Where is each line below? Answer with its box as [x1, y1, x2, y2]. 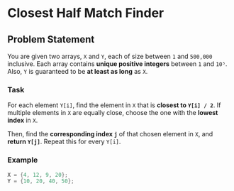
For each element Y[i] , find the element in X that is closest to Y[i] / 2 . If [7, 101, 221, 109]
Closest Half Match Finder [7, 5, 165, 21]
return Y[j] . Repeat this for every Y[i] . [7, 137, 121, 146]
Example [7, 155, 38, 165]
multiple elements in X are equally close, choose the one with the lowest [7, 109, 218, 117]
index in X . [7, 116, 38, 125]
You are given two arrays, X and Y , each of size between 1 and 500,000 [7, 52, 213, 60]
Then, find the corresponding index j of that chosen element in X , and [7, 130, 213, 138]
